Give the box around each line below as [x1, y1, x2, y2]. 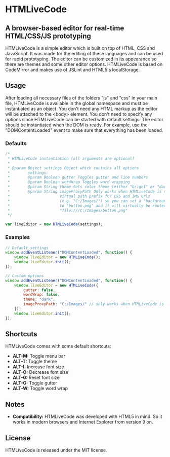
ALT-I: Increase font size [12, 364, 64, 370]
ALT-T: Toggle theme [12, 359, 57, 365]
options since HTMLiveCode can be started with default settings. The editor [5, 116, 163, 122]
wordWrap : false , [23, 292, 60, 297]
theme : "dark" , [23, 297, 56, 302]
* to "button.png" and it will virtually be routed [7, 203, 166, 208]
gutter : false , [23, 288, 56, 293]
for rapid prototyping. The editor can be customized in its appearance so [5, 56, 157, 62]
